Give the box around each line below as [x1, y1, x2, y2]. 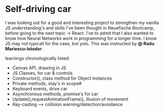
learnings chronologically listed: [5, 55, 70, 61]
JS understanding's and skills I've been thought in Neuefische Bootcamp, [5, 25, 155, 30]
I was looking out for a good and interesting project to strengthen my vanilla [5, 20, 159, 26]
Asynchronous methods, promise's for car [12, 91, 98, 97]
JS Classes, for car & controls [12, 70, 73, 76]
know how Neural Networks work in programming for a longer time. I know [5, 35, 157, 41]
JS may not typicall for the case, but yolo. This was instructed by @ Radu [5, 40, 155, 46]
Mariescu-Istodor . [5, 46, 44, 52]
